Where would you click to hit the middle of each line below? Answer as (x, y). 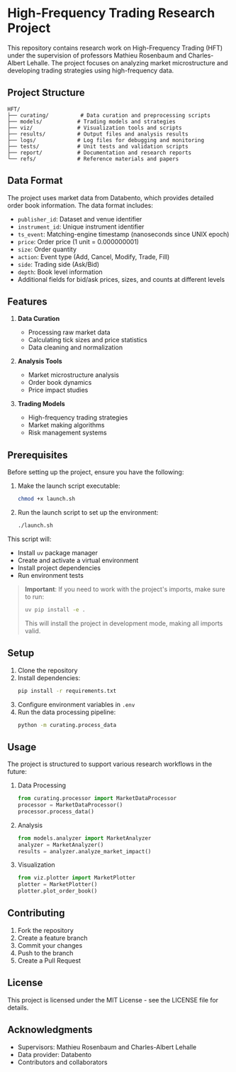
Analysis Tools (40, 361)
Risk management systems (68, 433)
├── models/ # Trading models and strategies (91, 121)
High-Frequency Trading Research (111, 13)
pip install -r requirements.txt (67, 691)
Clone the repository (47, 670)
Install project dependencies (59, 568)
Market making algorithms (66, 425)
